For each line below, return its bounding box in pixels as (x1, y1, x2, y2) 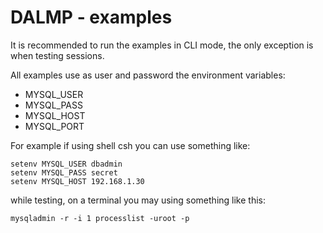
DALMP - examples (10, 6, 173, 29)
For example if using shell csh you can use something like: (10, 139, 251, 151)
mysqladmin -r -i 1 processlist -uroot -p (10, 213, 190, 223)
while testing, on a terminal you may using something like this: (10, 194, 266, 206)
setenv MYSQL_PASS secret (10, 167, 118, 178)
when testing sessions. (10, 49, 105, 61)
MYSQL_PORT (24, 120, 85, 132)
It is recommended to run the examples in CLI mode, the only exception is (10, 39, 314, 51)
